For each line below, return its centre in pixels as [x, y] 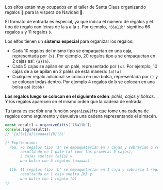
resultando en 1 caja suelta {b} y [56, 174]
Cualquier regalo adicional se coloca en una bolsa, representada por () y [85, 77]
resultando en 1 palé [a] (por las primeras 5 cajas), [77, 152]
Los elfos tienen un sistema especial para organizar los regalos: [69, 41]
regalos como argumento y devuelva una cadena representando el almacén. [81, 116]
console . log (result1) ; [28, 129]
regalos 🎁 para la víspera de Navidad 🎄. [44, 12]
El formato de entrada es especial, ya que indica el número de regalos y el [79, 22]
